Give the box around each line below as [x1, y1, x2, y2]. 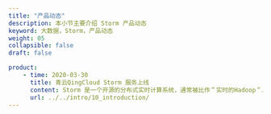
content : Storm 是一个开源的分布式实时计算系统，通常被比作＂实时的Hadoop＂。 [29, 86, 269, 94]
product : [8, 63, 38, 72]
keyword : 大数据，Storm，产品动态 [8, 26, 114, 35]
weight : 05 [8, 34, 45, 43]
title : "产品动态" [8, 11, 66, 20]
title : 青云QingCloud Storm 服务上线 [29, 78, 149, 87]
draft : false [8, 49, 52, 57]
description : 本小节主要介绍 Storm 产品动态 [8, 19, 147, 27]
